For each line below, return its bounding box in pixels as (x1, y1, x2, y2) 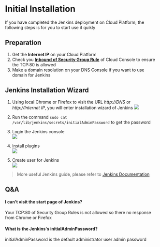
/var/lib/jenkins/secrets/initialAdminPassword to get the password (12, 119, 151, 125)
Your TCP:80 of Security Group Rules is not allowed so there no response (5, 210, 151, 216)
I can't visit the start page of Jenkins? (5, 199, 83, 204)
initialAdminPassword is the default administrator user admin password (5, 236, 146, 243)
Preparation (5, 39, 42, 47)
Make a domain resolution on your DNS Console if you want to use (12, 67, 145, 73)
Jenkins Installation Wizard (5, 86, 89, 94)
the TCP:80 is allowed (12, 62, 56, 67)
